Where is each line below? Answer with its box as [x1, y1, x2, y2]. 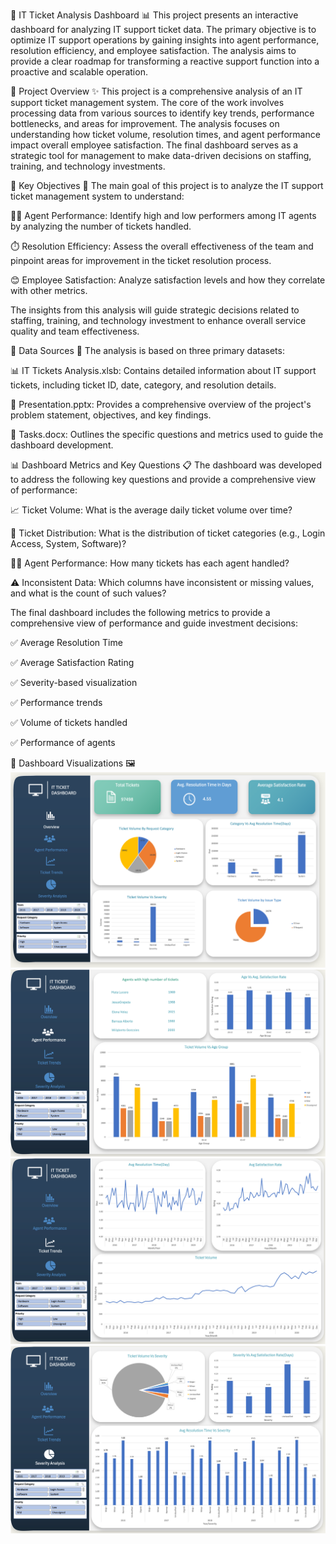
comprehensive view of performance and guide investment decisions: [10, 617, 299, 629]
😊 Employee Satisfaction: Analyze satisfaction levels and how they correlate [10, 274, 326, 286]
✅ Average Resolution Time [10, 637, 123, 648]
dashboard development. [10, 439, 114, 451]
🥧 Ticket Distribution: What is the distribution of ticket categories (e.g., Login [10, 527, 326, 539]
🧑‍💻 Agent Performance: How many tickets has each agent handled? [10, 557, 290, 569]
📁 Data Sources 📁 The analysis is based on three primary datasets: [10, 345, 285, 356]
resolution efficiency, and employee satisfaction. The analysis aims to [10, 45, 297, 56]
